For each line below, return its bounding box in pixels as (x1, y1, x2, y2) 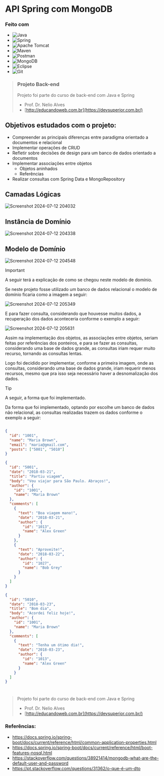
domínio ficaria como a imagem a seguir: (5, 291, 87, 298)
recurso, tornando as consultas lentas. (5, 350, 83, 357)
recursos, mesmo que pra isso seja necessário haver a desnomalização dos (5, 371, 158, 376)
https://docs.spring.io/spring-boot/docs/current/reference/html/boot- (12, 745, 153, 750)
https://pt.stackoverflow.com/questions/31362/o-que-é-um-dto (12, 765, 141, 771)
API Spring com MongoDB (5, 3, 113, 15)
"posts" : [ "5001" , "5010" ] (9, 447, 65, 452)
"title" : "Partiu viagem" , (9, 474, 65, 479)
